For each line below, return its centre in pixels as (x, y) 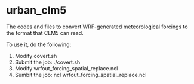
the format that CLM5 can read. (45, 33)
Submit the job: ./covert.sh (47, 62)
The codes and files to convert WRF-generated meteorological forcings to (97, 27)
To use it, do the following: (39, 44)
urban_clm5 (36, 10)
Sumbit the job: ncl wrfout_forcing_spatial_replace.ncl (81, 75)
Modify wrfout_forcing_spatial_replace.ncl (66, 68)
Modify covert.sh (36, 56)
